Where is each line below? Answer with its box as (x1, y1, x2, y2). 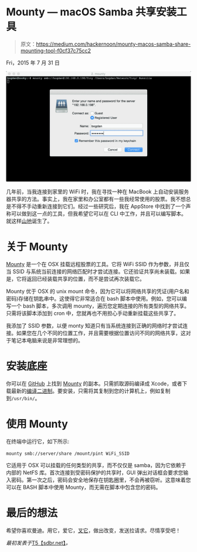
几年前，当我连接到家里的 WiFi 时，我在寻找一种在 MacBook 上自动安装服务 (6, 188, 189, 195)
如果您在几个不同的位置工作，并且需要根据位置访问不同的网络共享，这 (16, 329, 186, 337)
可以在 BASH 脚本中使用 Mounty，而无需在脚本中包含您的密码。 (6, 483, 161, 490)
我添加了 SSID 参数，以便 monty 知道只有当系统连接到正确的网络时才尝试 (6, 322, 183, 329)
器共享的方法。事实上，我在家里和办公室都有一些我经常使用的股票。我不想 (6, 196, 186, 203)
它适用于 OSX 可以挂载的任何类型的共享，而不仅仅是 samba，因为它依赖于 (6, 461, 186, 469)
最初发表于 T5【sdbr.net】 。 (6, 539, 72, 546)
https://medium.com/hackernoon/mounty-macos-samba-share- (36, 40, 191, 47)
